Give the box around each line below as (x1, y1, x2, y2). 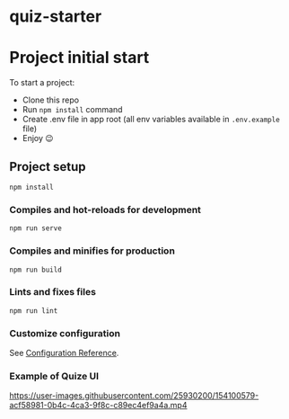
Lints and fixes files (9, 286, 97, 299)
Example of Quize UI (9, 370, 100, 383)
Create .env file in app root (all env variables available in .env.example (22, 114, 280, 125)
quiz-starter (9, 6, 102, 27)
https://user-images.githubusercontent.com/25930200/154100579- (9, 390, 259, 401)
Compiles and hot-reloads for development (9, 203, 202, 216)
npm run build (9, 265, 63, 274)
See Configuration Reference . (9, 348, 119, 359)
